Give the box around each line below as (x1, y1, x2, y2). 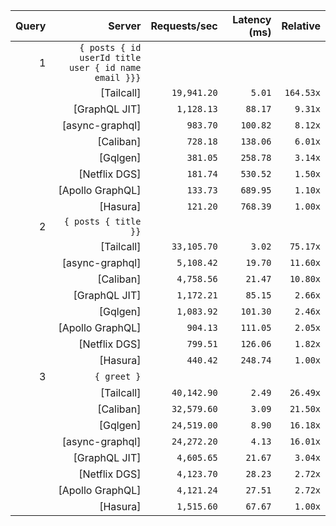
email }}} (94, 72, 142, 83)
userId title (79, 52, 142, 63)
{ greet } (94, 371, 142, 382)
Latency (232, 13, 272, 26)
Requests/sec (150, 19, 218, 33)
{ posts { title (63, 216, 142, 227)
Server (108, 19, 142, 33)
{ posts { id (79, 42, 142, 53)
